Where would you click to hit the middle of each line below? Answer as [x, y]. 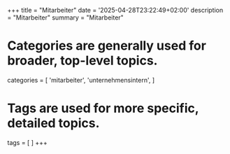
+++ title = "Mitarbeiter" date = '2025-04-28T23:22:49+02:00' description [115, 10]
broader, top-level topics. [82, 61]
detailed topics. [53, 124]
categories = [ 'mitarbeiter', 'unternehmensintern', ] [81, 80]
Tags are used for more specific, [103, 108]
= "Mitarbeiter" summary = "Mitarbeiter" [65, 17]
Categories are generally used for [107, 46]
